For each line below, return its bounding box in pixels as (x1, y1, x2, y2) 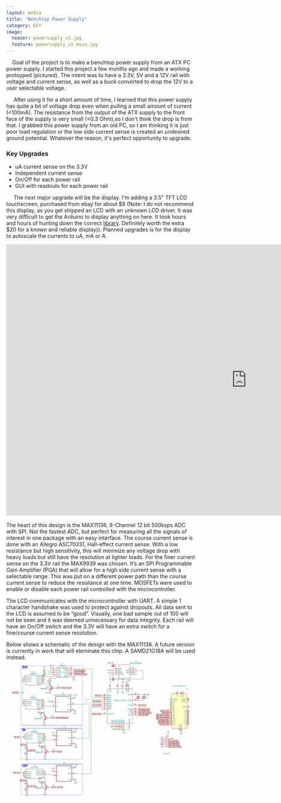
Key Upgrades (6, 149, 49, 158)
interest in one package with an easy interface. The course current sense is (6, 534, 193, 542)
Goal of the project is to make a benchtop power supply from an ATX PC (11, 59, 191, 66)
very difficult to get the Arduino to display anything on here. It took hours (6, 213, 186, 220)
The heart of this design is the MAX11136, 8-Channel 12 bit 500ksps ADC (6, 522, 186, 529)
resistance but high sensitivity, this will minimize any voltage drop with (6, 547, 180, 554)
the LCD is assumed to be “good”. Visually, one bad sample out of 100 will (6, 610, 189, 617)
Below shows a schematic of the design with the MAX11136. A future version (6, 641, 195, 648)
